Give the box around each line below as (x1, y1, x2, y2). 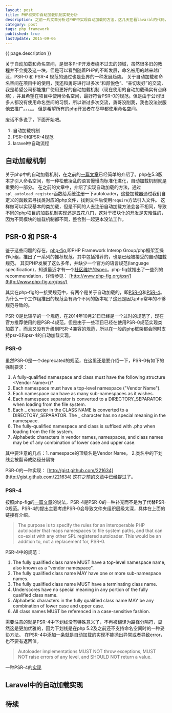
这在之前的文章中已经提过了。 (72, 474, 136, 480)
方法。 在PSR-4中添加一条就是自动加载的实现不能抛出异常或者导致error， (9, 631, 165, 638)
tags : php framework (5, 27, 50, 32)
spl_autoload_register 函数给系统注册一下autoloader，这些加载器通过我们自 (5, 190, 166, 196)
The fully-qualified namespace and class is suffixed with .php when (12, 423, 156, 429)
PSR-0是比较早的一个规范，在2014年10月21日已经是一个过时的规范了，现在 (5, 313, 164, 319)
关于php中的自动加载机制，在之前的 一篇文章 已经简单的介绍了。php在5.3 (5, 171, 159, 177)
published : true (5, 31, 40, 36)
